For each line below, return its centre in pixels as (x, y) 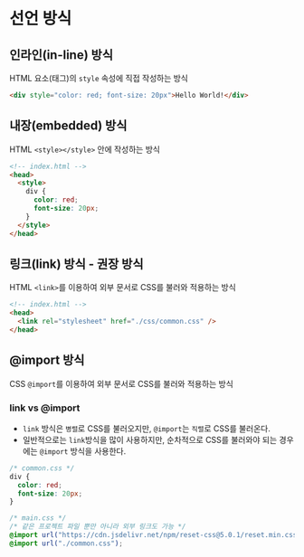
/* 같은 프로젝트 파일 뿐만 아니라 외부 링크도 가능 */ (98, 527)
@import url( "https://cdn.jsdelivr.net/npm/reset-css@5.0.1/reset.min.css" (155, 535)
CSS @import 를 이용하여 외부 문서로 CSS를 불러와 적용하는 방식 (121, 383)
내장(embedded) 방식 (68, 126)
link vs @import (45, 408)
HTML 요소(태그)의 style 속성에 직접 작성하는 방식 (99, 78)
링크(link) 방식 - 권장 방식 (76, 264)
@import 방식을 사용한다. (83, 451)
